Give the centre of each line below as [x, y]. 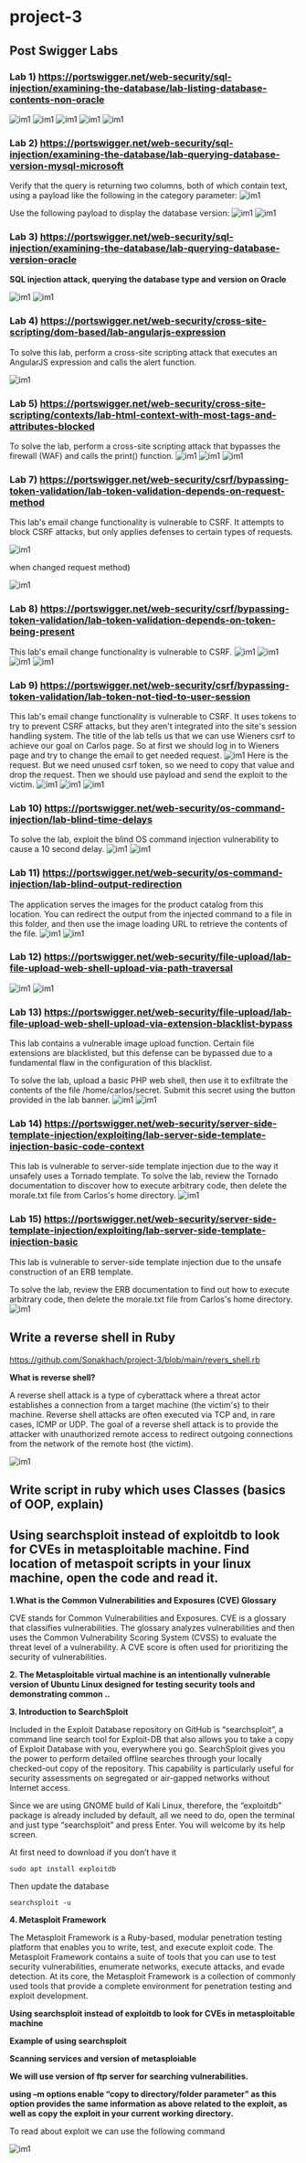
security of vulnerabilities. [58, 1657]
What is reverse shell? [53, 1377]
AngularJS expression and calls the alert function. [103, 362]
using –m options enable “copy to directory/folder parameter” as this [143, 2094]
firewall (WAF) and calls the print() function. [92, 456]
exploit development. [49, 1996]
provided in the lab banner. [60, 1100]
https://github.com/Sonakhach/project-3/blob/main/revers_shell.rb [135, 1359]
